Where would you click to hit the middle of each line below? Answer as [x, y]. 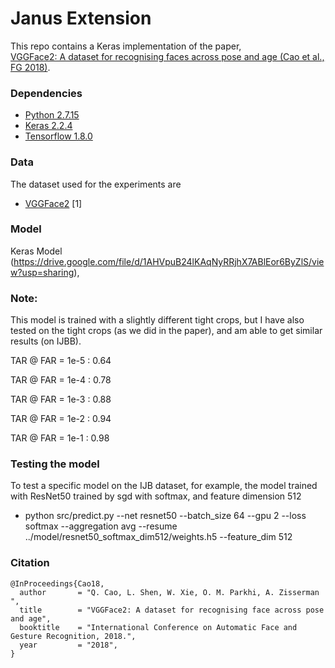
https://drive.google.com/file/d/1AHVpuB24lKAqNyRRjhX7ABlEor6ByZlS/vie [169, 261]
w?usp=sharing [42, 272]
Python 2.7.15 [52, 115]
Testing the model [55, 464]
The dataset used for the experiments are [96, 184]
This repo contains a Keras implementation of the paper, [126, 46]
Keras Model [36, 251]
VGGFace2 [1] [53, 203]
